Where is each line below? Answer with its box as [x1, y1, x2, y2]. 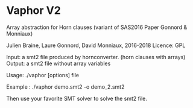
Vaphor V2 [6, 4, 62, 17]
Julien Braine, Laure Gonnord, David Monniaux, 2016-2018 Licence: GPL [6, 42, 186, 49]
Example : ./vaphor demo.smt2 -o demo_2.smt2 [6, 83, 125, 91]
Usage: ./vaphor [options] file [6, 71, 80, 78]
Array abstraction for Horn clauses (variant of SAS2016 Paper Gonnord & [6, 24, 188, 31]
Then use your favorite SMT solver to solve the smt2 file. [6, 95, 148, 102]
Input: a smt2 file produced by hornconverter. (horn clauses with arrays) [6, 53, 186, 60]
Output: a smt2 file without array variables [6, 60, 111, 67]
